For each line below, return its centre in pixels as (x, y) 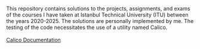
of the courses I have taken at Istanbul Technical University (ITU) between (97, 15)
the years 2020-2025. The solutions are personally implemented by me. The (100, 21)
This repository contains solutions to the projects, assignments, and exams (98, 9)
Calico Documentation (33, 40)
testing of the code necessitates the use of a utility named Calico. (87, 27)
